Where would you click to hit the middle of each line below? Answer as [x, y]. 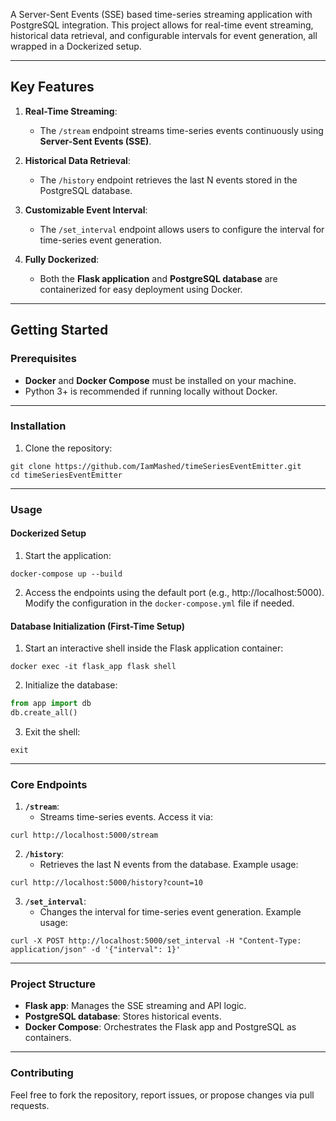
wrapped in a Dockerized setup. [76, 46]
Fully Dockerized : [62, 259]
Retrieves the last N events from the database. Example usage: [169, 865]
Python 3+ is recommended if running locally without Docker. [151, 391]
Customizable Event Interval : [86, 210]
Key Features [52, 87]
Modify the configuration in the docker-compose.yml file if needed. [159, 603]
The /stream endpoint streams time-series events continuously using [181, 130]
